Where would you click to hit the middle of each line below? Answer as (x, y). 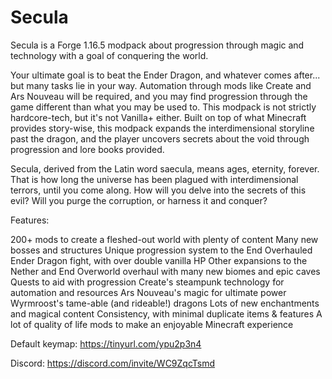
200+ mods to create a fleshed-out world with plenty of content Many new (164, 239)
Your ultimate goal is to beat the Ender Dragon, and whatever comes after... (165, 75)
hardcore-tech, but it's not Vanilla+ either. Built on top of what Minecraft (158, 117)
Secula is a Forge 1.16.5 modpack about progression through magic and (157, 45)
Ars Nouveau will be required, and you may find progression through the (159, 96)
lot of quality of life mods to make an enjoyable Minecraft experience (152, 324)
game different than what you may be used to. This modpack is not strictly (163, 107)
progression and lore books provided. (87, 149)
